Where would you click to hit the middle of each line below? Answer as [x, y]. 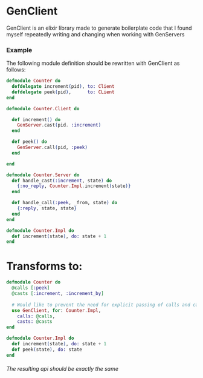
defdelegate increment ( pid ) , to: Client [63, 87]
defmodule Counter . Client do [43, 108]
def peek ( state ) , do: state [47, 350]
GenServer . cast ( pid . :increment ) [59, 125]
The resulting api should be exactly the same [63, 369]
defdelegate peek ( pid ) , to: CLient [63, 92]
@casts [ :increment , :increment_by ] [58, 294]
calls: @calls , [36, 316]
